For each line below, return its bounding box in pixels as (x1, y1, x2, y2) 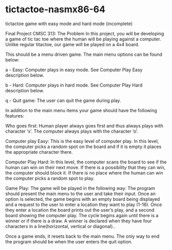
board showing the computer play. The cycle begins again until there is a (5, 212, 159, 218)
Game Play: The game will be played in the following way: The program (5, 185, 155, 191)
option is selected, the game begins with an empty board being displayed (5, 196, 160, 202)
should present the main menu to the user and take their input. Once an (5, 191, 156, 197)
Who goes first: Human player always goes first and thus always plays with (5, 122, 164, 129)
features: (5, 113, 25, 119)
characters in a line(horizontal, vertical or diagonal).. (5, 223, 116, 229)
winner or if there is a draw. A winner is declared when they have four (5, 218, 152, 224)
